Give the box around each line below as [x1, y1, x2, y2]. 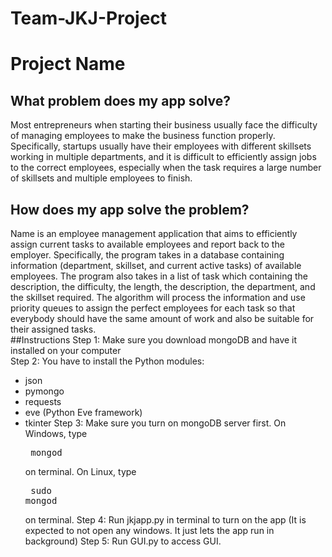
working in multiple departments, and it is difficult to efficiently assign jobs [10, 151, 317, 163]
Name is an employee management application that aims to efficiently [10, 228, 298, 239]
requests [24, 396, 62, 407]
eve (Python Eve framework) [24, 407, 143, 418]
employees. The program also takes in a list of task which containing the [10, 270, 308, 282]
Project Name [10, 53, 126, 76]
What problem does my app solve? [10, 92, 231, 109]
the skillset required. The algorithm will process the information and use [10, 292, 306, 303]
